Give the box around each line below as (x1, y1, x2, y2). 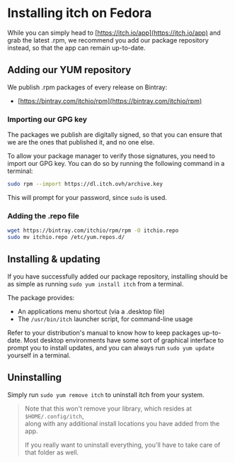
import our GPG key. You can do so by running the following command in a (7, 160, 225, 168)
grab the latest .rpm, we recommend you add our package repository (7, 35, 209, 44)
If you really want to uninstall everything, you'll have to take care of (24, 440, 221, 449)
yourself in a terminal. (7, 351, 71, 359)
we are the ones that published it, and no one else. (7, 138, 155, 147)
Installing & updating (7, 253, 101, 265)
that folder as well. (24, 448, 79, 457)
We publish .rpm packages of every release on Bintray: (7, 83, 168, 91)
